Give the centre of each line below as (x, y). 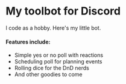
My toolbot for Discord (63, 11)
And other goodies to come (48, 74)
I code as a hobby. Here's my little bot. (53, 28)
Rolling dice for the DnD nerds (52, 68)
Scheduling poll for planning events (58, 62)
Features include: (28, 42)
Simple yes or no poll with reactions (59, 55)
